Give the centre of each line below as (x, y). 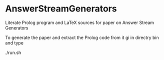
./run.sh (13, 52)
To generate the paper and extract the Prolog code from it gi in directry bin (82, 37)
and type (14, 42)
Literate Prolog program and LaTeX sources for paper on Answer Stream (79, 22)
